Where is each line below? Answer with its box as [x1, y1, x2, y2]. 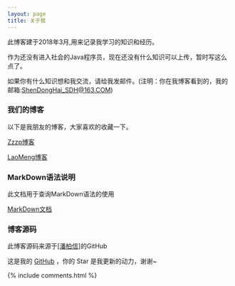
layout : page [7, 10, 46, 18]
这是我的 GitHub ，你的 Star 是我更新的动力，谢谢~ [7, 257, 157, 265]
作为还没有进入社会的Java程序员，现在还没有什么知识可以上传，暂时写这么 [7, 53, 228, 61]
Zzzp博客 [7, 137, 35, 146]
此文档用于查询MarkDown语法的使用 [7, 190, 115, 198]
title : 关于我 [7, 17, 46, 24]
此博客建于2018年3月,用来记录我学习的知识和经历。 [7, 37, 159, 46]
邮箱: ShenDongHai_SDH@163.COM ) [7, 85, 113, 94]
